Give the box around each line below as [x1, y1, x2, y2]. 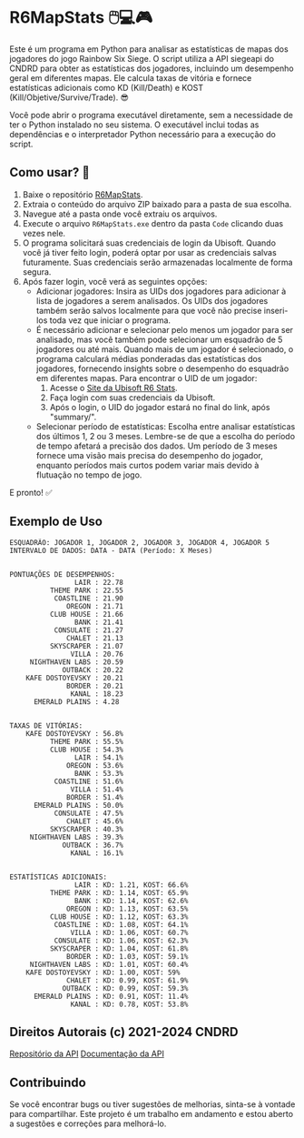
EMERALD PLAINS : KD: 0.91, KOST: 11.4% [33, 992, 189, 1001]
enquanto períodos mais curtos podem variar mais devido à [35, 459, 260, 470]
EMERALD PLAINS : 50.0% [33, 801, 124, 810]
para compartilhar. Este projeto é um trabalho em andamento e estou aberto [9, 1109, 293, 1120]
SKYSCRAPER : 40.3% [49, 824, 124, 833]
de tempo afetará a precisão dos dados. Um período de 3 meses [35, 440, 279, 451]
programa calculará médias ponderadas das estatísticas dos [35, 353, 262, 364]
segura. [22, 266, 52, 277]
